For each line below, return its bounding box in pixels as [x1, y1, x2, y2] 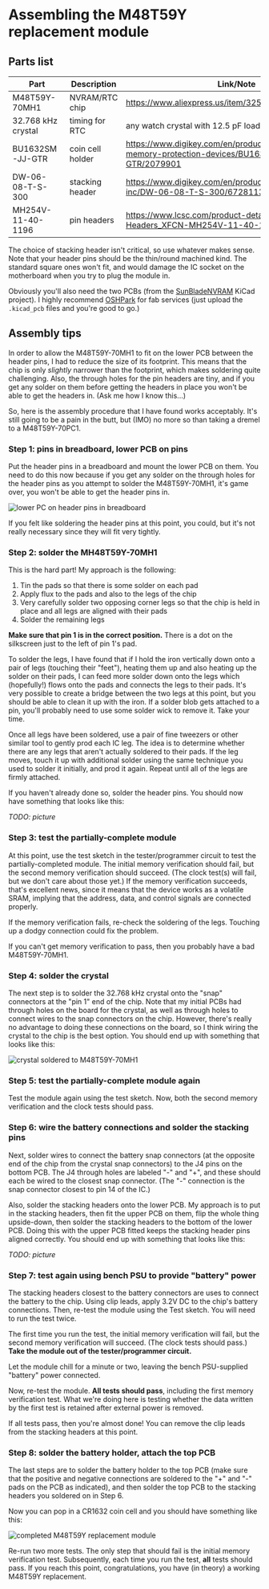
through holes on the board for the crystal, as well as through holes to [8, 1006, 239, 1015]
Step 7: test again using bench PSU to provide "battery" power [8, 1269, 256, 1281]
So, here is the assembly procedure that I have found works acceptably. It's [8, 406, 258, 415]
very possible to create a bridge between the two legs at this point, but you [8, 688, 256, 698]
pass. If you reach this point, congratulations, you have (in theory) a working [8, 1563, 260, 1573]
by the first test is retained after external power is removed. [8, 1403, 204, 1412]
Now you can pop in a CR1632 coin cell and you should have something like [8, 1506, 258, 1516]
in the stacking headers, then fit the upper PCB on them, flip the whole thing [8, 1208, 259, 1218]
